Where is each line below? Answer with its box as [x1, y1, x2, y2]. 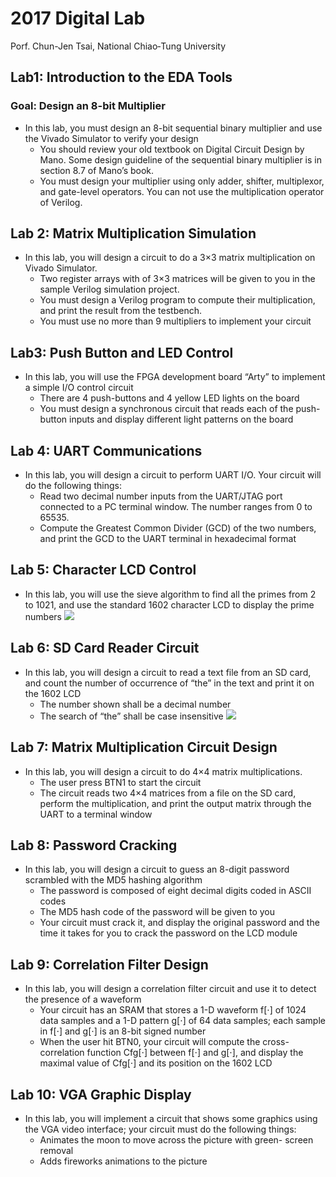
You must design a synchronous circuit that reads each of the [39, 403, 294, 415]
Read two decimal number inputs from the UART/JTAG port [39, 490, 283, 502]
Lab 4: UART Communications [10, 442, 203, 459]
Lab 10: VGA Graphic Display [10, 1086, 192, 1103]
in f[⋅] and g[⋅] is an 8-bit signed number [39, 1025, 207, 1037]
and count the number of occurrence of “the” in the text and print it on [24, 677, 315, 689]
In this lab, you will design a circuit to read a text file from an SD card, [24, 666, 312, 678]
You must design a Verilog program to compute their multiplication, [39, 294, 316, 306]
